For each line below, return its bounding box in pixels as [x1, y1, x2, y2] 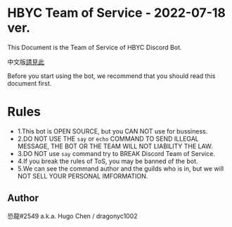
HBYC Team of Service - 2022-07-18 [7, 5, 226, 21]
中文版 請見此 [7, 58, 44, 66]
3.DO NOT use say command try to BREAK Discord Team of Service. [17, 149, 216, 157]
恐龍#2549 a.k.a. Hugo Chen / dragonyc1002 [7, 212, 138, 220]
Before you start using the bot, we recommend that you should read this [7, 72, 216, 80]
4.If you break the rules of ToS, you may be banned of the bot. [17, 157, 198, 165]
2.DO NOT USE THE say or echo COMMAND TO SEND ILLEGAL [17, 134, 199, 143]
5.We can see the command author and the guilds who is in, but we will [17, 164, 224, 173]
